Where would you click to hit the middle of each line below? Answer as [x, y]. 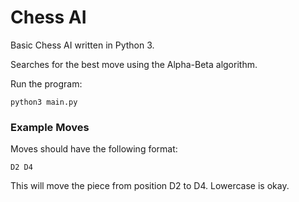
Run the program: [46, 83]
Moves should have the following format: [94, 149]
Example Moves [50, 127]
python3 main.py [44, 102]
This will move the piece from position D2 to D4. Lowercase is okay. [150, 186]
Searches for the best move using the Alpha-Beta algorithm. [134, 64]
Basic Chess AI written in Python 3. [82, 45]
